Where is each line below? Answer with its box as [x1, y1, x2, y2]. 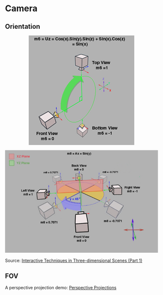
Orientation [5, 22, 40, 31]
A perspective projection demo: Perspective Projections [5, 285, 116, 291]
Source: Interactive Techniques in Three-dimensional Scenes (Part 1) [5, 258, 143, 263]
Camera [5, 3, 38, 14]
